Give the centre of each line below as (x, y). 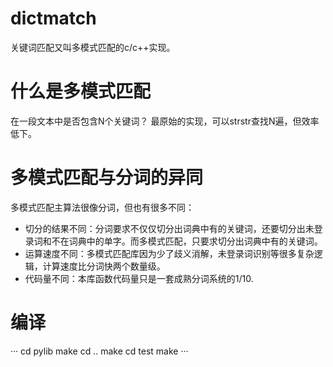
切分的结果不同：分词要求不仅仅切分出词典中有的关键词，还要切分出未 (169, 228)
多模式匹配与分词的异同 (107, 178)
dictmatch (53, 18)
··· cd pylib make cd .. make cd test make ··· (99, 351)
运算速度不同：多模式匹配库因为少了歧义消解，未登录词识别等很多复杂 (169, 253)
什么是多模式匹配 (81, 91)
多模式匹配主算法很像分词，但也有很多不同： (102, 207)
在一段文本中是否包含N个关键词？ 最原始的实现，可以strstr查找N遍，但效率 (165, 121)
